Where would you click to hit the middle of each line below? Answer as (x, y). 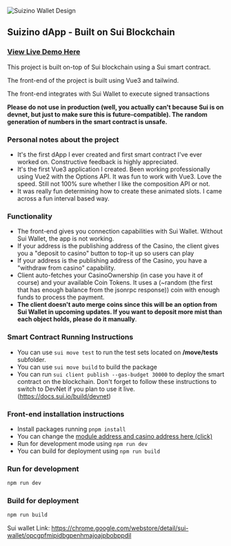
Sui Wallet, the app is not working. (66, 239)
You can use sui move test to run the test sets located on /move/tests (118, 352)
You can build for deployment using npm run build (89, 451)
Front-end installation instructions (66, 414)
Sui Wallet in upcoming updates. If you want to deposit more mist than (120, 312)
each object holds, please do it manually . (77, 319)
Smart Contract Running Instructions (70, 337)
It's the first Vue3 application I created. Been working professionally (113, 169)
